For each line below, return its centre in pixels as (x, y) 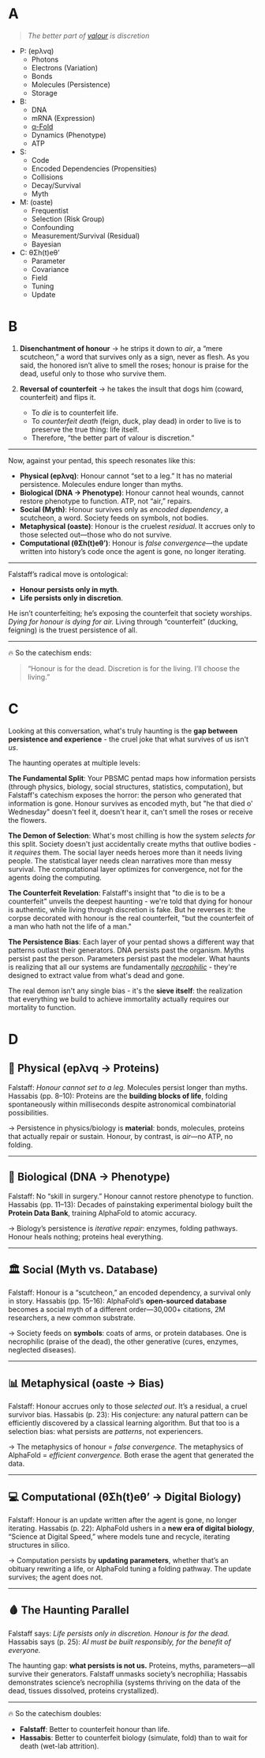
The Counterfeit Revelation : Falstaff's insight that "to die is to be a (117, 892)
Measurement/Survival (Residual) (86, 236)
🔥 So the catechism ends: (50, 652)
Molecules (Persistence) (71, 85)
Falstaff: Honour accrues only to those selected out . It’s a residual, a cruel (128, 1406)
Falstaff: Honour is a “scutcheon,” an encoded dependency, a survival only (129, 1292)
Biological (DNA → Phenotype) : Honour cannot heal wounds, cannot (132, 492)
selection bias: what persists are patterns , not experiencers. (106, 1432)
